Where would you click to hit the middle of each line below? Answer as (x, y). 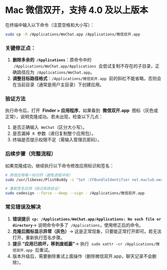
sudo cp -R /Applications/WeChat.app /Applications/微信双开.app (73, 34)
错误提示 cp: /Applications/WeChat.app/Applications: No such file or (87, 219)
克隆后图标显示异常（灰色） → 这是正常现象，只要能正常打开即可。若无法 (87, 231)
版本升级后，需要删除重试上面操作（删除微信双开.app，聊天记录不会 (82, 256)
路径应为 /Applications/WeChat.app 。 (56, 72)
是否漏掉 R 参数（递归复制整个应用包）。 (54, 134)
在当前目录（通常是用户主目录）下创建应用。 (58, 85)
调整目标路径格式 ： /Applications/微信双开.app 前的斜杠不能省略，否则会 (87, 79)
